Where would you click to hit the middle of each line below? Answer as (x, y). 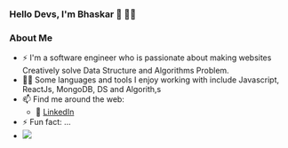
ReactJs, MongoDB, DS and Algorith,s (92, 90)
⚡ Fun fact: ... (46, 122)
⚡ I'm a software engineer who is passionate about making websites (147, 58)
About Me (31, 37)
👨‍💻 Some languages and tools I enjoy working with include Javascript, (151, 80)
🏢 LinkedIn (55, 112)
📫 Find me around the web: (73, 99)
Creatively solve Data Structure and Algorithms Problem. (125, 71)
